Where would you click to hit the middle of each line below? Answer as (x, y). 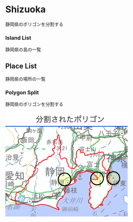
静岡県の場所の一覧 (25, 79)
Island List (18, 38)
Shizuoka (25, 9)
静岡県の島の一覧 (23, 50)
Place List (21, 66)
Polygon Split (22, 92)
